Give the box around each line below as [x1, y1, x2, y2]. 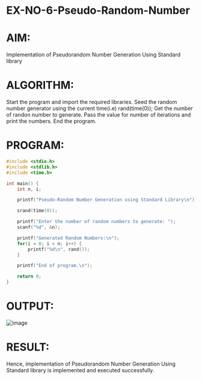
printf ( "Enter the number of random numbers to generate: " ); [17, 219, 176, 225]
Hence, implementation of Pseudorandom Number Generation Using [6, 360, 176, 367]
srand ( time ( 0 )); [17, 208, 58, 214]
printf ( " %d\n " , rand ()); [28, 246, 90, 253]
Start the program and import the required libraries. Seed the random [6, 99, 177, 106]
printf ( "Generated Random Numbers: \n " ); [17, 235, 120, 241]
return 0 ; [17, 274, 42, 280]
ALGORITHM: [6, 79, 74, 92]
